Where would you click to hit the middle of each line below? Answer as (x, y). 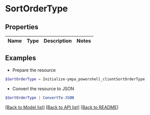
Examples (21, 58)
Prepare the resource (34, 70)
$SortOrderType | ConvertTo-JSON (40, 98)
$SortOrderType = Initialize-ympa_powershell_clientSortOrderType (75, 79)
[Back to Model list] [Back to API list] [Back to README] (62, 107)
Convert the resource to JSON (43, 88)
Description (58, 41)
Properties (22, 27)
